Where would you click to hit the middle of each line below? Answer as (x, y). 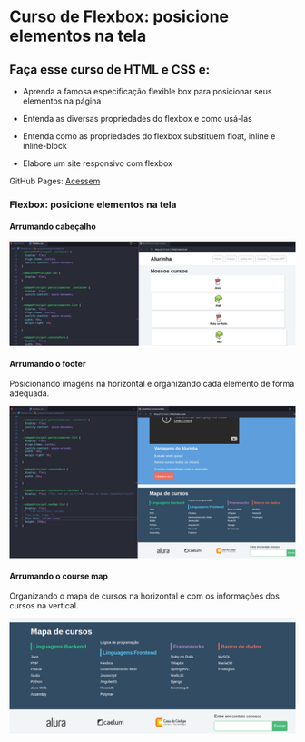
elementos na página (62, 101)
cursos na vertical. (44, 606)
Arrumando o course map (59, 576)
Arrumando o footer (48, 363)
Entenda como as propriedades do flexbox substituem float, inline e (149, 136)
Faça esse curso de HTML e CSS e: (110, 69)
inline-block (45, 146)
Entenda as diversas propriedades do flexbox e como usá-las (137, 119)
